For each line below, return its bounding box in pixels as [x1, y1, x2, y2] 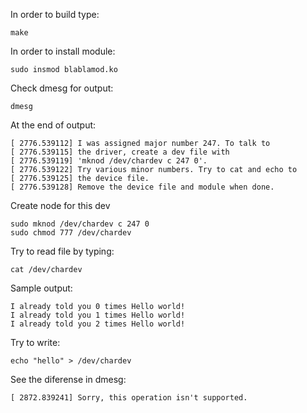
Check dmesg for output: [10, 82, 114, 94]
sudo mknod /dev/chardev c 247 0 [10, 219, 150, 229]
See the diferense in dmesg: [10, 374, 127, 385]
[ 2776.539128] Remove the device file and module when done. [10, 182, 275, 192]
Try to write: [10, 337, 61, 348]
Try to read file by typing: [10, 245, 115, 257]
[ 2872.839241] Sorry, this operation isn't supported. [10, 393, 248, 403]
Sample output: [10, 282, 73, 294]
